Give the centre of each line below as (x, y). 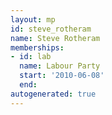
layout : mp (33, 19)
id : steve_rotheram (51, 29)
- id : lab (31, 57)
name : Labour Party (60, 66)
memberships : (37, 47)
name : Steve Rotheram (55, 38)
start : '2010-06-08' (62, 76)
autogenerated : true (53, 94)
